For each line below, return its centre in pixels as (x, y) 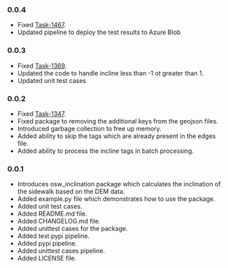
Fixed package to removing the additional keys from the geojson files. (118, 121)
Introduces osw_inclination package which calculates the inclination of (119, 184)
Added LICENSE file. (47, 258)
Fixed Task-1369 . (42, 66)
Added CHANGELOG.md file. (59, 221)
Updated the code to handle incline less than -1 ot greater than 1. (111, 73)
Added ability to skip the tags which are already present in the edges (116, 136)
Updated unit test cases (52, 80)
